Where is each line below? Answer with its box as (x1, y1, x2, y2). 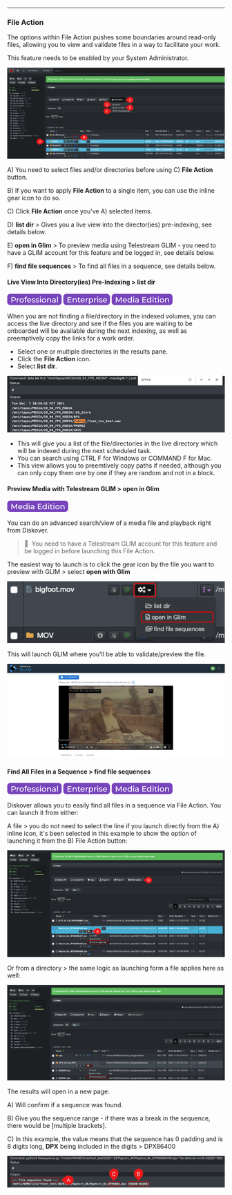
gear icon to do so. (7, 194, 61, 202)
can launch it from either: (7, 809, 79, 817)
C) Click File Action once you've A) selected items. (7, 207, 153, 216)
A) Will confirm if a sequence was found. (7, 1100, 123, 1109)
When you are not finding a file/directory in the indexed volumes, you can (7, 312, 216, 320)
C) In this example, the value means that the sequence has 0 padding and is (7, 1134, 223, 1143)
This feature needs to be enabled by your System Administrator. (7, 54, 189, 62)
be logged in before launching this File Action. (23, 546, 155, 555)
